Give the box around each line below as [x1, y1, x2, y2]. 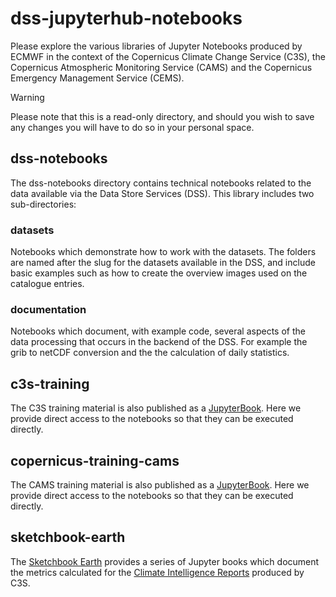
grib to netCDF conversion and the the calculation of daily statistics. [10, 347, 290, 359]
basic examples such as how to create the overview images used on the [10, 267, 308, 279]
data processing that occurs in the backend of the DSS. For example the [10, 336, 308, 348]
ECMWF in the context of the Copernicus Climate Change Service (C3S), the [10, 50, 326, 62]
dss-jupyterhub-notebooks [10, 7, 243, 30]
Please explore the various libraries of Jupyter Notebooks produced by [10, 40, 303, 52]
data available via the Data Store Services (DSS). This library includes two [10, 187, 315, 199]
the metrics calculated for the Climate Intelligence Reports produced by [10, 566, 305, 578]
